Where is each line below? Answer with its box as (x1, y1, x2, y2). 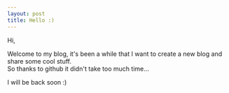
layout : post (7, 10, 46, 17)
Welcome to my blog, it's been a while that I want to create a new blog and (7, 50, 223, 58)
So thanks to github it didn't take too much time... (7, 64, 149, 73)
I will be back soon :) (7, 78, 67, 86)
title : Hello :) (7, 17, 55, 24)
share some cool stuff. (7, 57, 72, 65)
